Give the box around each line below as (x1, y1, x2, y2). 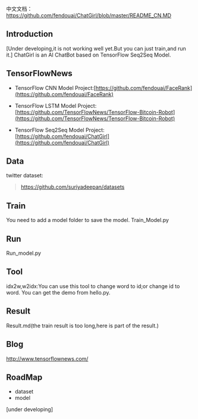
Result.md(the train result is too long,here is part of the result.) (6, 322, 159, 329)
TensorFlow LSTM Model (14, 102, 77, 109)
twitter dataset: (6, 172, 43, 179)
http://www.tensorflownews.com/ (6, 355, 89, 362)
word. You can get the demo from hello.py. (6, 289, 111, 296)
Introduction (6, 29, 54, 39)
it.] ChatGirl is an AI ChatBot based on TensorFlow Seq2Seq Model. (6, 51, 171, 58)
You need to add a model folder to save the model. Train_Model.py (6, 217, 169, 224)
